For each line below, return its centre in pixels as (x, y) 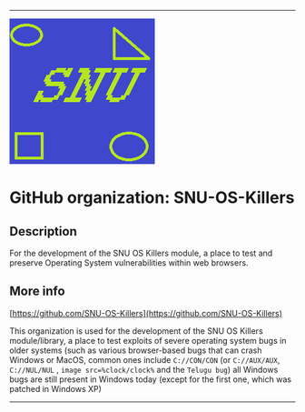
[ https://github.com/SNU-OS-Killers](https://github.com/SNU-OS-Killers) (146, 313)
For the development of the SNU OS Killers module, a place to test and (141, 253)
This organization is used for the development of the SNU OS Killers (136, 331)
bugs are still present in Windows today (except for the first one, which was (151, 379)
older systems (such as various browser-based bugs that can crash (136, 350)
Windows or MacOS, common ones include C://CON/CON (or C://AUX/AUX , (145, 359)
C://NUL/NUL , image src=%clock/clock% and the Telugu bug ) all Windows (144, 369)
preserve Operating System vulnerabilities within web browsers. (129, 263)
